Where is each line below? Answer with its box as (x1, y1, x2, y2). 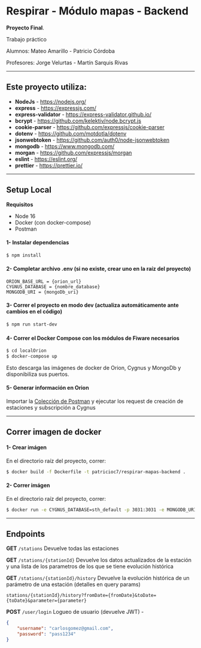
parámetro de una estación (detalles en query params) (6, 581, 141, 588)
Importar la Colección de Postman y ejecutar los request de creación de (6, 398, 184, 405)
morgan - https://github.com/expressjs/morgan (14, 149, 132, 156)
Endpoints (6, 529, 45, 539)
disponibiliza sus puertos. (6, 371, 70, 378)
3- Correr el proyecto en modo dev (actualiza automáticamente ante (6, 301, 179, 309)
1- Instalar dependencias (6, 239, 69, 246)
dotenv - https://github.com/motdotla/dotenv (14, 130, 127, 137)
